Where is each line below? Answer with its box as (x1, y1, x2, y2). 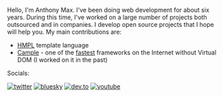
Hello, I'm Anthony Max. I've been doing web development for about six (7, 6, 210, 14)
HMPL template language (16, 41, 89, 49)
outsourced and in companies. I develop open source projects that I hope (7, 21, 214, 28)
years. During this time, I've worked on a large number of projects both (7, 13, 207, 21)
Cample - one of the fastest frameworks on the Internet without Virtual (16, 48, 217, 56)
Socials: (7, 69, 30, 77)
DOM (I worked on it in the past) (16, 56, 108, 64)
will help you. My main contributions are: (7, 28, 122, 36)
